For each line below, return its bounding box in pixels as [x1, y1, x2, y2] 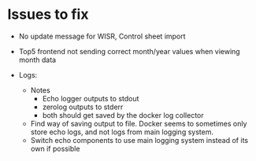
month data [18, 55, 57, 64]
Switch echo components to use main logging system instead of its [30, 135, 249, 145]
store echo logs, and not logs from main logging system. [30, 127, 214, 137]
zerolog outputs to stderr [42, 102, 124, 112]
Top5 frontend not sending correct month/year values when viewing [18, 46, 241, 56]
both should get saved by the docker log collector [42, 110, 204, 119]
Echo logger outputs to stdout [42, 93, 139, 103]
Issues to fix [7, 5, 89, 24]
